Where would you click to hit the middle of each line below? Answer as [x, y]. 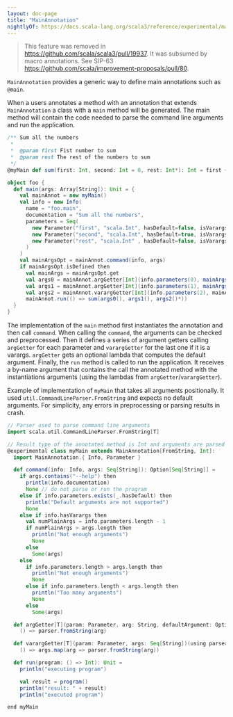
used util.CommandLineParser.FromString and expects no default [100, 398]
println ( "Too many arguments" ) [77, 593]
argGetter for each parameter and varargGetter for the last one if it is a [109, 347]
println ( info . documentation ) [68, 483]
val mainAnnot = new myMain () [63, 195]
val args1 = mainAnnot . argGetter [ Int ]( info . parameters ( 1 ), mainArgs [127, 286]
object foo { [26, 183]
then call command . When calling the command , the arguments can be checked [115, 332]
